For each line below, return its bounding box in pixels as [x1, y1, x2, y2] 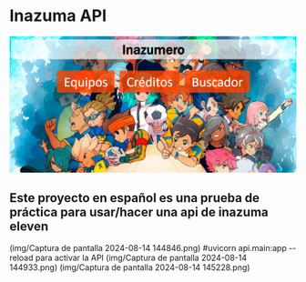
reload [9, 252, 34, 264]
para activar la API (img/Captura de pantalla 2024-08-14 [35, 252, 248, 264]
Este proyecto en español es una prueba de [9, 190, 260, 206]
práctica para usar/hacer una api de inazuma [9, 205, 269, 220]
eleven [9, 219, 49, 235]
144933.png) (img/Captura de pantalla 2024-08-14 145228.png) [9, 262, 250, 273]
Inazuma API [9, 5, 107, 26]
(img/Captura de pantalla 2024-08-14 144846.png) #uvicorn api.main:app [9, 243, 287, 254]
